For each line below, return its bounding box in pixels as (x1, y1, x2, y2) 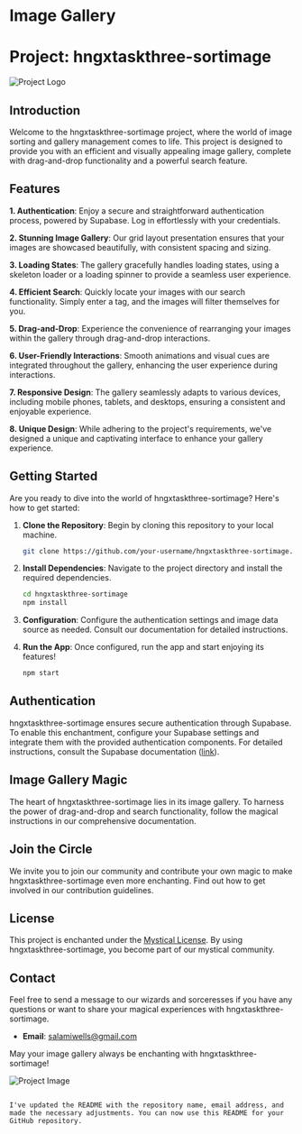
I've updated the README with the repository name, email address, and (9, 1101, 284, 1110)
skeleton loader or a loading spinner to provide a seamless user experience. (9, 269, 291, 279)
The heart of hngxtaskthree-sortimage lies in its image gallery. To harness (9, 796, 285, 807)
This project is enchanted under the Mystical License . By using (9, 935, 243, 946)
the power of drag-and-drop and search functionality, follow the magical (9, 806, 279, 817)
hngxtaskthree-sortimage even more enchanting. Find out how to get (9, 875, 266, 886)
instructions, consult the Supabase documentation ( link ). (9, 745, 220, 757)
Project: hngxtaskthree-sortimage (9, 47, 272, 68)
